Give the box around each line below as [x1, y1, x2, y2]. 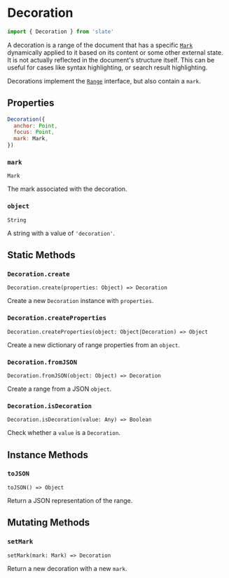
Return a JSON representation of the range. [7, 496, 133, 504]
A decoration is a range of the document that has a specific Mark [7, 41, 193, 49]
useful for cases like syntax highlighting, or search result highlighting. [7, 63, 208, 72]
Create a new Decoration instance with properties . [7, 297, 154, 305]
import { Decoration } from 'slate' [7, 28, 114, 35]
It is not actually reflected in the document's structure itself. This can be [7, 55, 215, 64]
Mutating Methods [7, 517, 90, 529]
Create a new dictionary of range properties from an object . [7, 340, 181, 349]
